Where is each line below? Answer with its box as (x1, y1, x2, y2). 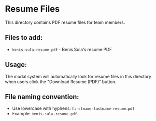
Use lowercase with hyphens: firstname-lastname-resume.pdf (12, 105, 135, 111)
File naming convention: (5, 92, 79, 101)
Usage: (5, 61, 28, 69)
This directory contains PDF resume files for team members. (5, 19, 125, 25)
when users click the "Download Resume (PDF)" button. (5, 79, 117, 85)
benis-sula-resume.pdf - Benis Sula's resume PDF (12, 46, 112, 52)
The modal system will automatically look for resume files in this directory (5, 73, 151, 79)
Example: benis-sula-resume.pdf (12, 111, 77, 117)
